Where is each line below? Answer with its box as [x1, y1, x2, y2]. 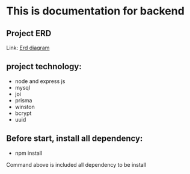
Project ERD [6, 28, 52, 39]
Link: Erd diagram [6, 44, 50, 51]
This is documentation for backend [6, 4, 185, 18]
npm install [14, 149, 43, 157]
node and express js [14, 77, 66, 85]
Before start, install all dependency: [6, 134, 143, 144]
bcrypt [14, 110, 32, 117]
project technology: [6, 61, 82, 72]
